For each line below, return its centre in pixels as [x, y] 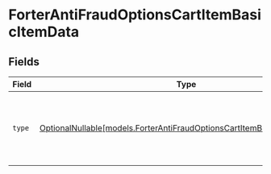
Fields [24, 62]
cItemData [44, 32]
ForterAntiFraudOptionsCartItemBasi [135, 15]
